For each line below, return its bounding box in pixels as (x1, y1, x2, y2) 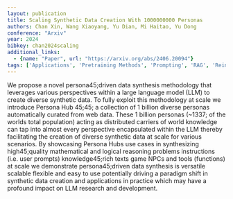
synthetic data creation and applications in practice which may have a (7, 176, 207, 184)
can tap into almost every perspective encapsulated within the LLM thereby (7, 125, 223, 133)
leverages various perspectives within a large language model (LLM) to (7, 88, 210, 96)
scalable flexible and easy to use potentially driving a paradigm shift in (7, 169, 208, 178)
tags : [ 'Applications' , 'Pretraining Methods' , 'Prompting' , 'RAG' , (7, 62, 209, 69)
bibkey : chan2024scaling (7, 42, 79, 49)
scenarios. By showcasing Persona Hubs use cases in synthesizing (7, 139, 200, 148)
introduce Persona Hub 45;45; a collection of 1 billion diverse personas (7, 103, 210, 111)
